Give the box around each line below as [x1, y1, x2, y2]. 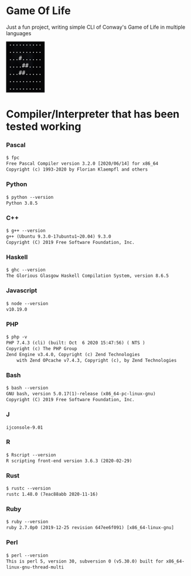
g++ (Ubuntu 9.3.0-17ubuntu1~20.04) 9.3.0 [6, 233, 111, 240]
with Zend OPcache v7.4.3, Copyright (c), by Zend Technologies [16, 357, 177, 363]
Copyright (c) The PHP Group [6, 345, 77, 351]
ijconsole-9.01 [6, 424, 43, 431]
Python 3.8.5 [6, 200, 38, 206]
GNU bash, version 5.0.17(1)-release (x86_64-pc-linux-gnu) [6, 391, 156, 397]
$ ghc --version [6, 267, 46, 273]
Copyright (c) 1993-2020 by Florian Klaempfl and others [6, 167, 148, 172]
